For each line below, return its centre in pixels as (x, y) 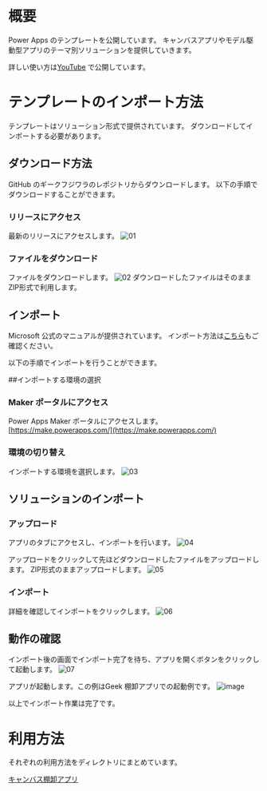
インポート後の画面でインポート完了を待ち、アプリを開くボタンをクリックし (134, 659)
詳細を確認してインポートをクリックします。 (81, 611)
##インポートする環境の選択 (55, 380)
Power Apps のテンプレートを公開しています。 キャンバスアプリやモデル (128, 40)
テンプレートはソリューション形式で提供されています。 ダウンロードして (127, 125)
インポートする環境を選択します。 (64, 471)
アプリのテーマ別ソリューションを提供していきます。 (109, 50)
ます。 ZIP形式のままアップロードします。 (77, 570)
